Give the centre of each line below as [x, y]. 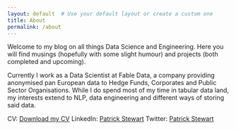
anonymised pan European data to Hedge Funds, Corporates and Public [112, 83]
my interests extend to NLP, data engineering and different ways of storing [116, 98]
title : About [26, 20]
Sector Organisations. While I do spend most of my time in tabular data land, [118, 90]
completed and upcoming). [47, 62]
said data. [22, 105]
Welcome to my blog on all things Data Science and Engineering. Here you [116, 47]
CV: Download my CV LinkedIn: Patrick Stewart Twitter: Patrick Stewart [111, 119]
